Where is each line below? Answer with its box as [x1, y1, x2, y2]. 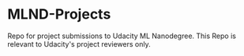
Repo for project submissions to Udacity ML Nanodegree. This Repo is [7, 31, 236, 40]
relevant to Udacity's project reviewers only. [7, 39, 151, 48]
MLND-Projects [7, 5, 111, 23]
